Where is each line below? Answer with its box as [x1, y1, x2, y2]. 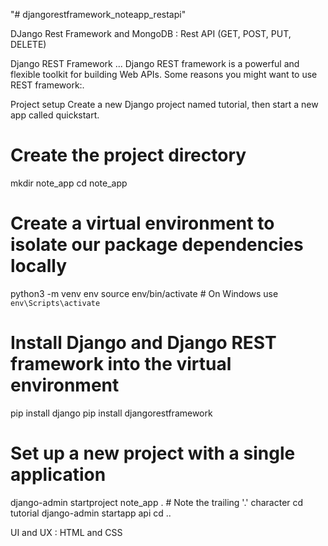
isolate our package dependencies [10, 234, 304, 256]
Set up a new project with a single [10, 442, 296, 464]
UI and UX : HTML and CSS [10, 526, 123, 538]
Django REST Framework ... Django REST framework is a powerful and [10, 58, 300, 69]
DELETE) [10, 39, 47, 50]
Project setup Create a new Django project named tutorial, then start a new [10, 99, 319, 110]
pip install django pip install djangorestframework [10, 407, 213, 419]
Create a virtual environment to [10, 212, 275, 235]
